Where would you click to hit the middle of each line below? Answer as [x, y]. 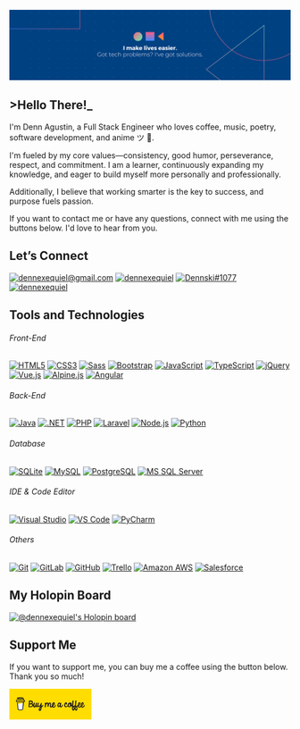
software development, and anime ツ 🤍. [82, 137]
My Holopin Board [60, 595]
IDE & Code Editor [42, 491]
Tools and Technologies [77, 315]
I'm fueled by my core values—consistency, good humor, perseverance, [142, 155]
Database [28, 444]
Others [22, 540]
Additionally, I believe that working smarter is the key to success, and [137, 191]
